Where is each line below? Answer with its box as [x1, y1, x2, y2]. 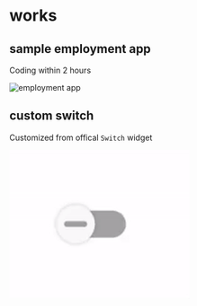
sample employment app [9, 41, 151, 57]
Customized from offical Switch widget [9, 132, 153, 143]
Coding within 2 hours [9, 65, 92, 75]
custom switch [9, 109, 94, 124]
